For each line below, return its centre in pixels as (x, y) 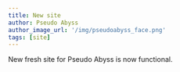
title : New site (34, 15)
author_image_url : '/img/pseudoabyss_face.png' (87, 30)
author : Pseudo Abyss (43, 23)
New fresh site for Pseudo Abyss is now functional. (90, 59)
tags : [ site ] (29, 37)
